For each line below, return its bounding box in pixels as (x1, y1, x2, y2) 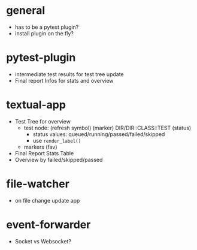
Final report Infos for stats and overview (14, 77, 114, 84)
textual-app (6, 98, 66, 112)
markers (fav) (23, 143, 58, 150)
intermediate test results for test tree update (14, 70, 124, 78)
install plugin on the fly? (14, 29, 74, 37)
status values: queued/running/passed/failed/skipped (32, 130, 165, 138)
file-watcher (6, 177, 70, 191)
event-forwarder (6, 218, 91, 231)
